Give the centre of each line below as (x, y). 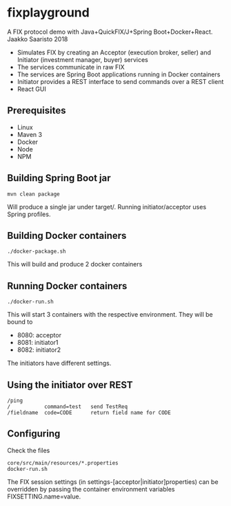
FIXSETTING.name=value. (44, 496)
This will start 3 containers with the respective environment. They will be (110, 315)
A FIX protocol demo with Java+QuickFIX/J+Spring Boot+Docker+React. (110, 32)
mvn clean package (33, 194)
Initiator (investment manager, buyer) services (82, 59)
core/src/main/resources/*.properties (63, 463)
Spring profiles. (29, 214)
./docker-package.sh (37, 252)
